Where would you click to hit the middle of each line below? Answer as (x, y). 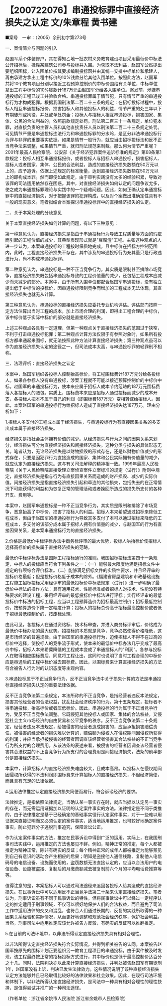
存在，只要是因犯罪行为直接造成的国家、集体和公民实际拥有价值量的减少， (85, 457)
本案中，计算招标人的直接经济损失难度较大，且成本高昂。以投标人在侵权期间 (83, 768)
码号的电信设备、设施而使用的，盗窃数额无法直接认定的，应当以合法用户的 (81, 862)
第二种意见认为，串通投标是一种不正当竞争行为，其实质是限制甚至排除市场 (81, 269)
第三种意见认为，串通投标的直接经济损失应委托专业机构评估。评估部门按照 (81, 305)
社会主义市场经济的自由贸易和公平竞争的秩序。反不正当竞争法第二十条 (81, 720)
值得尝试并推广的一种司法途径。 (51, 988)
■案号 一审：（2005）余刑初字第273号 (46, 37)
